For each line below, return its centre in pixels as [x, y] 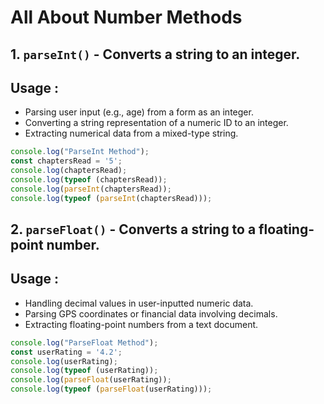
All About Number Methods [126, 17]
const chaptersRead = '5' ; [66, 161]
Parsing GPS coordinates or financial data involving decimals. [151, 313]
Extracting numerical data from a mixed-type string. [131, 133]
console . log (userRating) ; [64, 361]
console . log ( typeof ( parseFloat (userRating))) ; [111, 389]
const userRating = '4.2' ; [66, 352]
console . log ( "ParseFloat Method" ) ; [84, 342]
